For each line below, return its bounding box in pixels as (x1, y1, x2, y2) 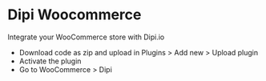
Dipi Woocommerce (7, 6, 142, 24)
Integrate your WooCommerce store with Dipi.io (7, 32, 165, 42)
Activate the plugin (18, 56, 82, 66)
